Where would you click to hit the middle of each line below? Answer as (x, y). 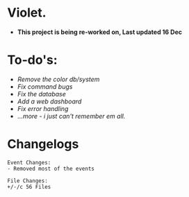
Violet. (27, 13)
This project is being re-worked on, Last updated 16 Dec (100, 32)
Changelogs (43, 144)
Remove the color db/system (58, 79)
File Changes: (28, 181)
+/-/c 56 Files (29, 187)
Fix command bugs (45, 86)
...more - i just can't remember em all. (71, 116)
